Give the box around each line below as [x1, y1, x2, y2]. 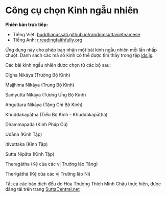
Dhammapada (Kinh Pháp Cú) [5, 121, 68, 127]
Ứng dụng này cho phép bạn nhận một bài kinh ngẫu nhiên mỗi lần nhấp [5, 46, 157, 53]
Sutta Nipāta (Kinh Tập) [5, 151, 55, 157]
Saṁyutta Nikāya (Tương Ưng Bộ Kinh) [5, 91, 86, 97]
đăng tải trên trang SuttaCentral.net [5, 186, 80, 192]
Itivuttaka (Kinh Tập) [5, 141, 48, 147]
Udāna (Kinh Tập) [5, 131, 42, 137]
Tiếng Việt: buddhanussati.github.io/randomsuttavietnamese [12, 31, 140, 37]
